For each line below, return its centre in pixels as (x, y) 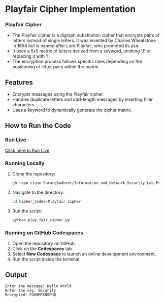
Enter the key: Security (31, 291)
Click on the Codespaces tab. (43, 249)
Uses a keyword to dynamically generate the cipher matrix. (72, 110)
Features (19, 82)
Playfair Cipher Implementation (70, 9)
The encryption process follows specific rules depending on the (77, 62)
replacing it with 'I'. (31, 56)
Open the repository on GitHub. (44, 244)
